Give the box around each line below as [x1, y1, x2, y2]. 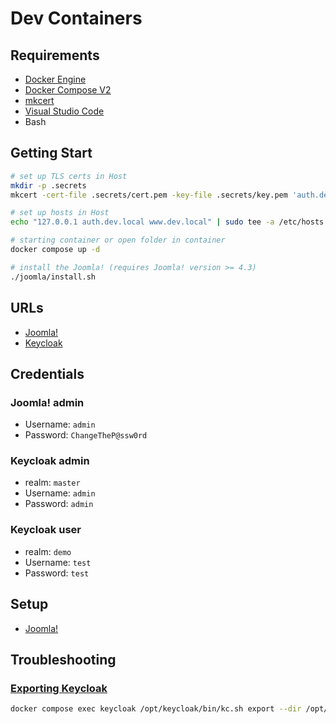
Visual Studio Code [24, 105, 105, 117]
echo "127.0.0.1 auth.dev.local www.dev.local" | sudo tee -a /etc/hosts [10, 217, 325, 227]
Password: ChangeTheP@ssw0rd [24, 429, 148, 441]
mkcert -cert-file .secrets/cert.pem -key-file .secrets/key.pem [10, 190, 288, 200]
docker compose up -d [10, 245, 101, 255]
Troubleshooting [10, 651, 117, 668]
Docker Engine [24, 73, 87, 85]
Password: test [24, 567, 90, 579]
